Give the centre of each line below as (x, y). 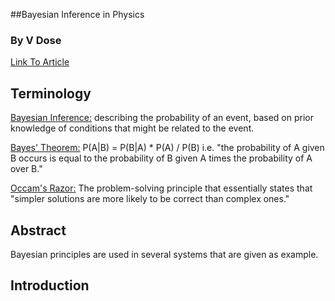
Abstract (38, 230)
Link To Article (40, 62)
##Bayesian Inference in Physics (77, 14)
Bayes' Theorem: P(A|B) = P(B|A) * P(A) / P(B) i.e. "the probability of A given (167, 148)
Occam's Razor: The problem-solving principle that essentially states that (161, 188)
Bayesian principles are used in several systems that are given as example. (164, 254)
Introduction (50, 285)
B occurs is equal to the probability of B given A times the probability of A (161, 158)
